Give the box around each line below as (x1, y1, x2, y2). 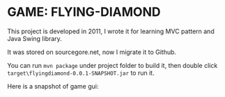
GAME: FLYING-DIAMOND (7, 4, 161, 20)
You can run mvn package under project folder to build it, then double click (7, 61, 218, 69)
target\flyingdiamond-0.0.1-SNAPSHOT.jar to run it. (7, 69, 155, 77)
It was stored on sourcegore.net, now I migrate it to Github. (7, 48, 176, 56)
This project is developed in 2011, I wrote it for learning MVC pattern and (7, 27, 215, 35)
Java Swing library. (7, 34, 63, 42)
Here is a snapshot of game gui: (7, 82, 99, 90)
